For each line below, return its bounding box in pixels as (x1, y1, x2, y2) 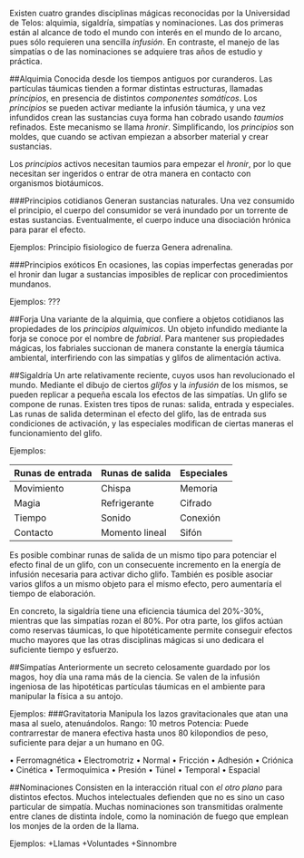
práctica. (9, 56, 43, 66)
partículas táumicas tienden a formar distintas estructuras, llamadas (9, 83, 263, 93)
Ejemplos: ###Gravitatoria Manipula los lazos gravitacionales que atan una (9, 708, 289, 719)
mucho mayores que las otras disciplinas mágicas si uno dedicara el (9, 635, 265, 645)
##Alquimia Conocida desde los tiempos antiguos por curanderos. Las (9, 73, 273, 84)
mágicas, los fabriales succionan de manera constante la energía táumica (9, 343, 285, 353)
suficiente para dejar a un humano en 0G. (9, 737, 165, 747)
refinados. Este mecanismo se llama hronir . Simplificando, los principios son (9, 122, 295, 132)
